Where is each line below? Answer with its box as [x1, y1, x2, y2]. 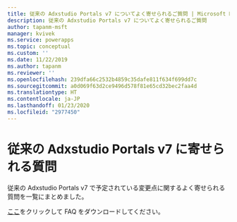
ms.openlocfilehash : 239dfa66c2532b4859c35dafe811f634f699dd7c [7, 75, 197, 83]
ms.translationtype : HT [7, 89, 78, 96]
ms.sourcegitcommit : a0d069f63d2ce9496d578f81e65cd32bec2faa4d [7, 82, 197, 90]
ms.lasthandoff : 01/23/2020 [7, 102, 90, 109]
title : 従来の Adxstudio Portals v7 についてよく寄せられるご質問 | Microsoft [7, 10, 226, 18]
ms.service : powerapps [7, 37, 74, 44]
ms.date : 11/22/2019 [7, 56, 68, 63]
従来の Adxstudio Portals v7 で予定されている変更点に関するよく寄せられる [7, 183, 226, 192]
